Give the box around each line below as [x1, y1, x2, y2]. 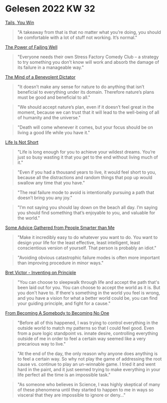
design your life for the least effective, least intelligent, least [17, 239, 141, 245]
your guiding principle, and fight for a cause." [17, 300, 111, 306]
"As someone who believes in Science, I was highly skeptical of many [17, 381, 161, 387]
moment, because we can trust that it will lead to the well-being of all [17, 109, 160, 115]
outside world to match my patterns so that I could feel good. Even [17, 325, 155, 331]
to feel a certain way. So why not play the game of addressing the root [17, 356, 162, 362]
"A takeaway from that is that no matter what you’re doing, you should [17, 29, 161, 35]
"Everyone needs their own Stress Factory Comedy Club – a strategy [17, 53, 159, 60]
